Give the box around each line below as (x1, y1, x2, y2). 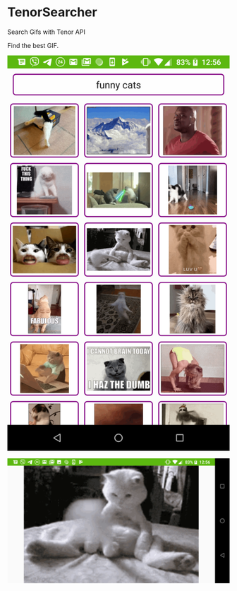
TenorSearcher (7, 4, 97, 20)
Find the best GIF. (7, 41, 59, 49)
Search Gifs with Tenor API (7, 28, 86, 36)
